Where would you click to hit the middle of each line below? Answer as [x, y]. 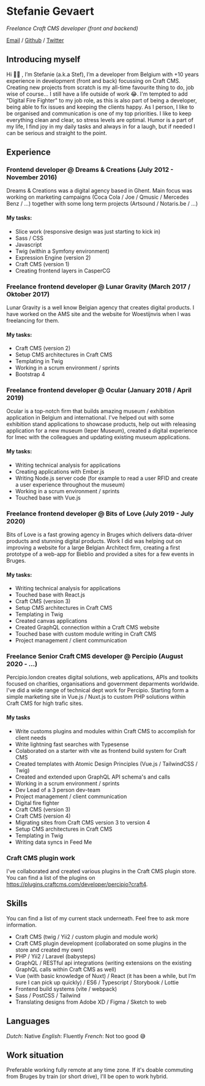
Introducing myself [43, 60]
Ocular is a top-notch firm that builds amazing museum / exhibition [91, 411]
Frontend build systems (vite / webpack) [66, 988]
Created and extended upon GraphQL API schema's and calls [92, 777]
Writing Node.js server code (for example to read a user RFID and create [106, 478]
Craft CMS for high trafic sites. [45, 703]
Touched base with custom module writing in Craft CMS [86, 634]
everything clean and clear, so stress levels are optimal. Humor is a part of [100, 120]
